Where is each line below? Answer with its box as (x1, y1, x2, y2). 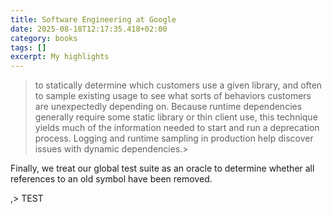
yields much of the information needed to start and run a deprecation (34, 122, 320, 134)
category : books (10, 33, 78, 43)
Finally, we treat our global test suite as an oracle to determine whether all (10, 162, 315, 175)
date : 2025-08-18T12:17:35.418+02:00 (10, 24, 168, 34)
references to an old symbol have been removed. (10, 173, 213, 185)
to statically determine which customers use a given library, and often (34, 79, 323, 91)
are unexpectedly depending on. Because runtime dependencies (34, 101, 303, 113)
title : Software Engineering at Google (10, 14, 177, 25)
